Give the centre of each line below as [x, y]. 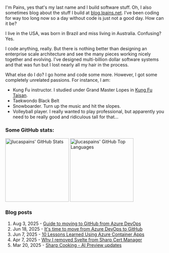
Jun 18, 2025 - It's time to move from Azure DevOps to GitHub [78, 229]
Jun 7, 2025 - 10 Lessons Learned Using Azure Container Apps [78, 234]
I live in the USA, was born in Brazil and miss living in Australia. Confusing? [83, 33]
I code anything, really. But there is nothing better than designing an [76, 49]
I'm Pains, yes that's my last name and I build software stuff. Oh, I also [78, 7]
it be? [11, 23]
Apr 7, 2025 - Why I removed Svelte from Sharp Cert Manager [77, 240]
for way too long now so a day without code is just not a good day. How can [84, 18]
